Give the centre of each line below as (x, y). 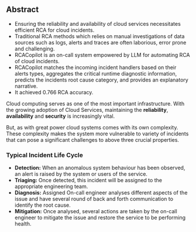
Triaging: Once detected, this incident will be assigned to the (88, 180)
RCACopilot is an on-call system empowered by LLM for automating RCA (102, 54)
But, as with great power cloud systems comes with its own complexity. (92, 127)
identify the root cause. (43, 205)
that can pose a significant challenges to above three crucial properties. (93, 139)
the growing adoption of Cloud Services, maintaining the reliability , (87, 110)
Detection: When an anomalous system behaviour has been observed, (100, 168)
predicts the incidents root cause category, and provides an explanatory (101, 80)
